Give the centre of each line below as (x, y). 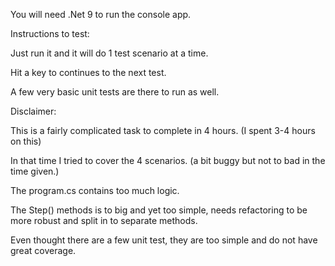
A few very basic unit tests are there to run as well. (115, 92)
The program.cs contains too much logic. (95, 190)
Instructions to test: (50, 33)
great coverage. (43, 250)
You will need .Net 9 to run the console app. (101, 14)
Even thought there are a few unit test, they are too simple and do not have (164, 240)
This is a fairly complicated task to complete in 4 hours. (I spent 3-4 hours (163, 130)
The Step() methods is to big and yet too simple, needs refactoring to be (159, 210)
